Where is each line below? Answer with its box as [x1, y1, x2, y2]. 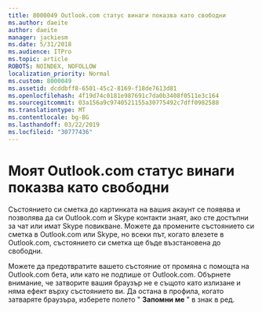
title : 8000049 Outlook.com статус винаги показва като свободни [8, 11, 226, 20]
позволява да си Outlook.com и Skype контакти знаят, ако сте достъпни [8, 212, 249, 222]
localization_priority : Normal [8, 70, 111, 78]
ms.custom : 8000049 [8, 77, 72, 85]
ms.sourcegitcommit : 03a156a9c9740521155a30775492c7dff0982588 [8, 99, 220, 107]
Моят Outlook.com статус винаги [8, 161, 235, 180]
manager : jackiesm [8, 33, 68, 42]
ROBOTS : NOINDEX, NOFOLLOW [8, 63, 96, 71]
